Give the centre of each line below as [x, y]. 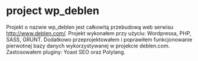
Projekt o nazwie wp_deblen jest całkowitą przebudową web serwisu [90, 27]
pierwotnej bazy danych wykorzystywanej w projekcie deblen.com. [88, 46]
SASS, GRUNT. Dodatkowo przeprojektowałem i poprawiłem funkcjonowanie [99, 39]
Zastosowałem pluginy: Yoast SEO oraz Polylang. [66, 52]
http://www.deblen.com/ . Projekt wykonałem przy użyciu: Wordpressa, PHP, [99, 33]
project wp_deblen [53, 11]
